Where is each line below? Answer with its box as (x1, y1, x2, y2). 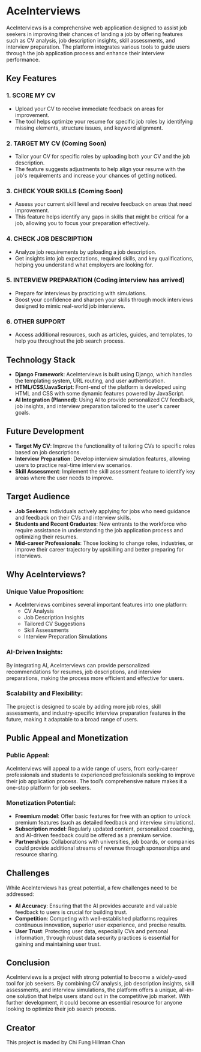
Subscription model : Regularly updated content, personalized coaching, (14, 825, 194, 832)
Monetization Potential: (6, 799, 76, 807)
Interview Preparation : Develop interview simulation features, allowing (14, 455, 190, 462)
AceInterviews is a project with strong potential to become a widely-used (6, 973, 187, 981)
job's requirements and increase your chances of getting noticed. (14, 172, 177, 179)
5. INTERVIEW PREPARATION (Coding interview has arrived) (6, 276, 185, 284)
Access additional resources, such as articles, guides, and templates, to (14, 331, 193, 338)
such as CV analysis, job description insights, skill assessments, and (6, 37, 175, 44)
